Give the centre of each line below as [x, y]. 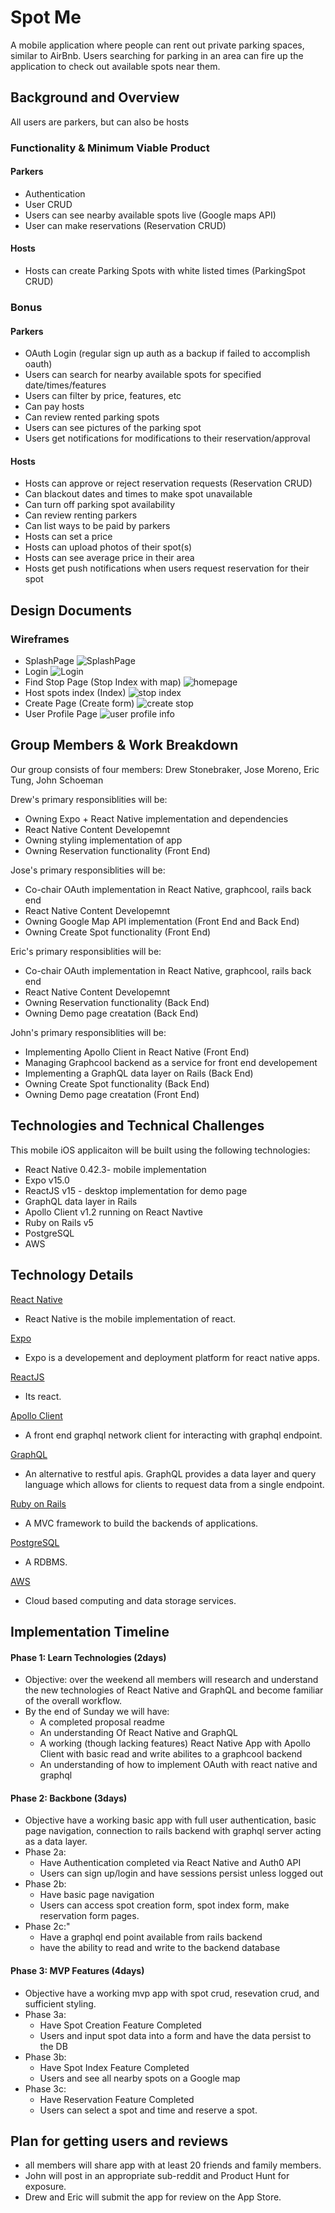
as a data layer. [56, 1842]
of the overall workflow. [73, 1701]
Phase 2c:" [47, 1927]
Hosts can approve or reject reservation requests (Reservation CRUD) [168, 483]
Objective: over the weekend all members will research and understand [171, 1680]
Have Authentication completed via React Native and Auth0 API [170, 1863]
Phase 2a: [45, 1852]
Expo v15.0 [47, 1180]
